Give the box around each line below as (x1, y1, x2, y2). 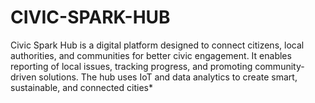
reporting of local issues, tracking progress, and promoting (10, 60, 253, 72)
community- (254, 60, 305, 72)
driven (10, 71, 37, 83)
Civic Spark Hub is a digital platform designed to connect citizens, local (10, 39, 305, 51)
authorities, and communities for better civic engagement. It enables (10, 49, 292, 61)
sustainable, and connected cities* (10, 81, 153, 93)
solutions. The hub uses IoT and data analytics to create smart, (38, 71, 298, 83)
